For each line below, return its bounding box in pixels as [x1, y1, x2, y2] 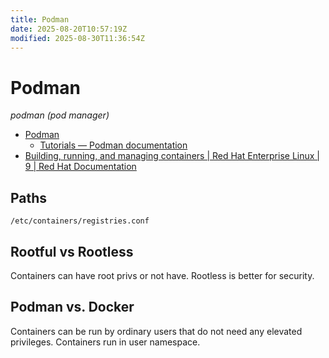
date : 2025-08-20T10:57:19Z [10, 24, 128, 34]
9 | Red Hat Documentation [24, 161, 137, 173]
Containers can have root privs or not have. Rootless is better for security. [10, 269, 315, 281]
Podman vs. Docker [10, 299, 135, 316]
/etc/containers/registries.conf [10, 216, 150, 226]
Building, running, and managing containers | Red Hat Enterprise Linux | [24, 150, 320, 162]
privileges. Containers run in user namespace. [10, 336, 201, 348]
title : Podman [10, 14, 70, 25]
